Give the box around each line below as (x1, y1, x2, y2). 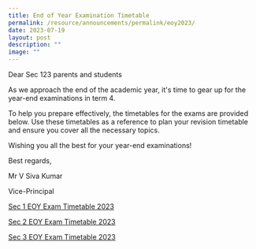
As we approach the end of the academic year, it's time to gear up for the (8, 85, 247, 95)
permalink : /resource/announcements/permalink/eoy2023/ (8, 19, 195, 27)
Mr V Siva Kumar (8, 171, 63, 180)
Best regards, (8, 156, 52, 165)
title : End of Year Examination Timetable (8, 11, 150, 20)
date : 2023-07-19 (8, 26, 65, 34)
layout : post (8, 33, 51, 42)
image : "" (8, 48, 41, 56)
